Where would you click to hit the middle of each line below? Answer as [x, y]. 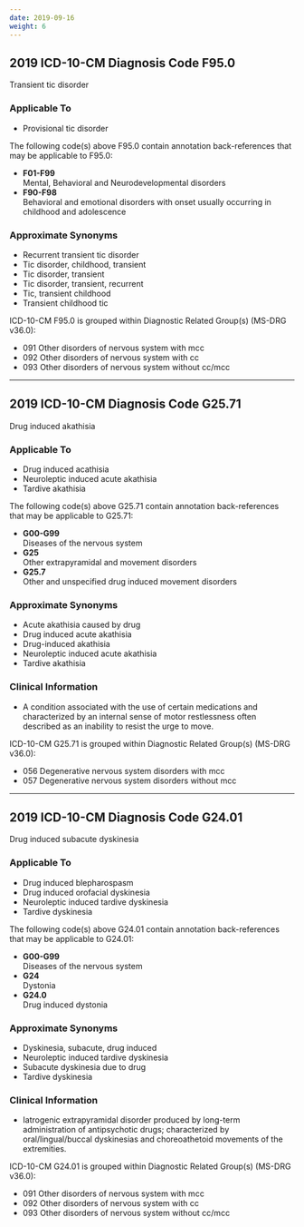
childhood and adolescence [74, 211]
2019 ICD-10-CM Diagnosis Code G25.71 [125, 404]
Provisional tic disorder [65, 128]
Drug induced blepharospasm [78, 882]
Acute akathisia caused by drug [81, 625]
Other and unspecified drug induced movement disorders [130, 582]
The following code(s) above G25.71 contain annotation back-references [144, 506]
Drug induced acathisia [66, 469]
